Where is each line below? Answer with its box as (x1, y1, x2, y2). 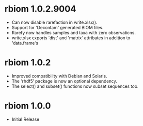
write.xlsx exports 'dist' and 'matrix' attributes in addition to (11, 35, 130, 41)
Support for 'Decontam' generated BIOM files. (11, 24, 104, 30)
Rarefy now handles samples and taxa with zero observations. (11, 30, 136, 35)
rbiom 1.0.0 (4, 100, 51, 111)
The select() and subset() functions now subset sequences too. (11, 83, 139, 89)
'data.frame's (11, 40, 38, 46)
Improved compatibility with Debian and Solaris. (11, 73, 107, 79)
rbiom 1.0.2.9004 (4, 3, 76, 15)
